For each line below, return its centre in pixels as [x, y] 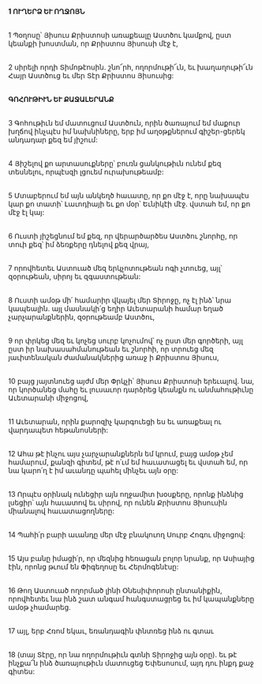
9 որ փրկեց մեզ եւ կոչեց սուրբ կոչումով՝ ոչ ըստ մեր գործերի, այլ [125, 340]
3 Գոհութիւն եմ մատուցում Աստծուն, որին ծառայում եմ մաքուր [124, 123]
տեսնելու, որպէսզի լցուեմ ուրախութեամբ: [86, 172]
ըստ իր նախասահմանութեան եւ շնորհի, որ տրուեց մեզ [111, 349]
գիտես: [22, 671]
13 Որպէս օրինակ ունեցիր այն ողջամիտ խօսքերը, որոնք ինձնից [126, 494]
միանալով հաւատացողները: [62, 511]
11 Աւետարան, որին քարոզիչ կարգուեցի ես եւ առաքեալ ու [115, 421]
